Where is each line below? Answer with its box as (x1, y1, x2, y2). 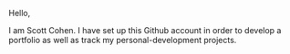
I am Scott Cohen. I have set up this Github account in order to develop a (8, 25, 282, 35)
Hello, (8, 8, 31, 18)
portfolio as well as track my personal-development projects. (8, 35, 237, 45)
